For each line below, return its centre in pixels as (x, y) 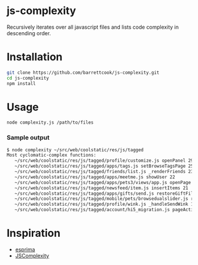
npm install (21, 83)
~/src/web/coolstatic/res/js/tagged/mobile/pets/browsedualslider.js (101, 199)
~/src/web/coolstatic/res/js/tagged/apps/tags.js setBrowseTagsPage (100, 166)
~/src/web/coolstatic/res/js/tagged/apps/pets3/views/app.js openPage (103, 182)
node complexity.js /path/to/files (50, 123)
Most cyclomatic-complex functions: (51, 155)
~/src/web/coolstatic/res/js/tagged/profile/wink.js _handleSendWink (101, 204)
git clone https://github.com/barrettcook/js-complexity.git (83, 72)
